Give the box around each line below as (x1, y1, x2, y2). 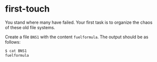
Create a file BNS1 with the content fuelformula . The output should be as (5, 34, 149, 40)
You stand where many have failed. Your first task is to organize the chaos (5, 19, 153, 25)
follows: (5, 39, 21, 45)
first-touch (5, 3, 50, 15)
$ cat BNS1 (5, 48, 27, 53)
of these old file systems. (5, 24, 56, 30)
